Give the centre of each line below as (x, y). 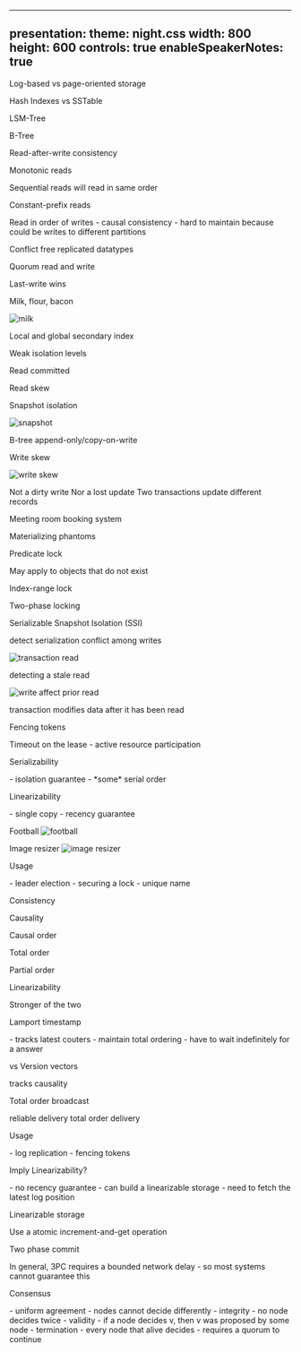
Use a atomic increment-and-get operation (88, 1231)
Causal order (33, 935)
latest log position (42, 1197)
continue (26, 1339)
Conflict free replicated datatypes (72, 249)
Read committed (39, 370)
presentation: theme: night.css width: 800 (130, 34)
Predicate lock (36, 553)
